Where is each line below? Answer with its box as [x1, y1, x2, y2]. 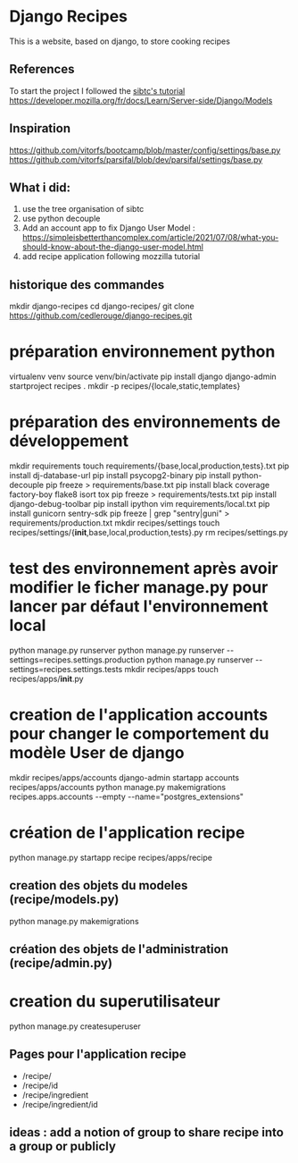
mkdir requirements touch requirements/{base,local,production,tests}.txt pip [9, 460, 290, 471]
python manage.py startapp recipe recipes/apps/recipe [9, 852, 212, 863]
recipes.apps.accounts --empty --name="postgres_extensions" [9, 791, 244, 802]
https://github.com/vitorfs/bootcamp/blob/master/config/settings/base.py [9, 145, 281, 156]
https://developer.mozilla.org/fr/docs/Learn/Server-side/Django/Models [9, 95, 273, 105]
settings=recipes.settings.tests [9, 664, 123, 674]
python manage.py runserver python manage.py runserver [9, 645, 225, 655]
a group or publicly [9, 1139, 116, 1154]
